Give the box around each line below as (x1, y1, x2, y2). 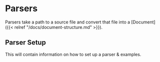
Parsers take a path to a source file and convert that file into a (5, 19, 130, 25)
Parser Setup (5, 39, 46, 47)
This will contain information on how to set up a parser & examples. (5, 51, 141, 57)
